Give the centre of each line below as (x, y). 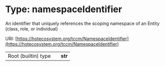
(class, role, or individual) (32, 28)
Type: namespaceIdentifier (64, 9)
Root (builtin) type (29, 56)
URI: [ (11, 39)
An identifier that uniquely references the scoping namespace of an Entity (82, 23)
